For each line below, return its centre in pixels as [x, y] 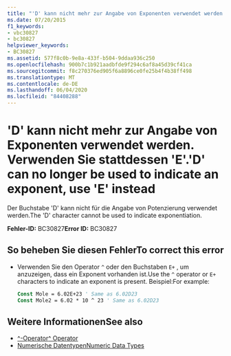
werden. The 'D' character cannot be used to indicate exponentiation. [104, 215]
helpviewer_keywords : [38, 45]
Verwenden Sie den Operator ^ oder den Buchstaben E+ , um [103, 267]
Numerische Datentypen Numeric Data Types [80, 346]
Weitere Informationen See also [75, 321]
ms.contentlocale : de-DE [43, 84]
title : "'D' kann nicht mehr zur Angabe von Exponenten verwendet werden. [117, 13]
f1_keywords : [26, 26]
